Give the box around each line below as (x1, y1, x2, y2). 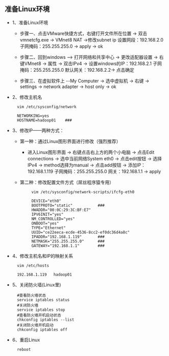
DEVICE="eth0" (31, 198, 62, 203)
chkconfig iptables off (17, 327, 67, 332)
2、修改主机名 (12, 94, 42, 100)
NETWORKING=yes (17, 113, 50, 118)
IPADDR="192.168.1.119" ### (31, 234, 105, 239)
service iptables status (17, 297, 70, 302)
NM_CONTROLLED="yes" (31, 216, 75, 221)
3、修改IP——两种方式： (12, 127, 64, 133)
